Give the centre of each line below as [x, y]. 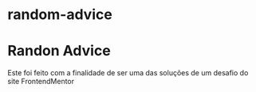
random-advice [60, 15]
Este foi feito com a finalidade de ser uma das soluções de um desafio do [128, 73]
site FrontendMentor [41, 82]
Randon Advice [59, 51]
